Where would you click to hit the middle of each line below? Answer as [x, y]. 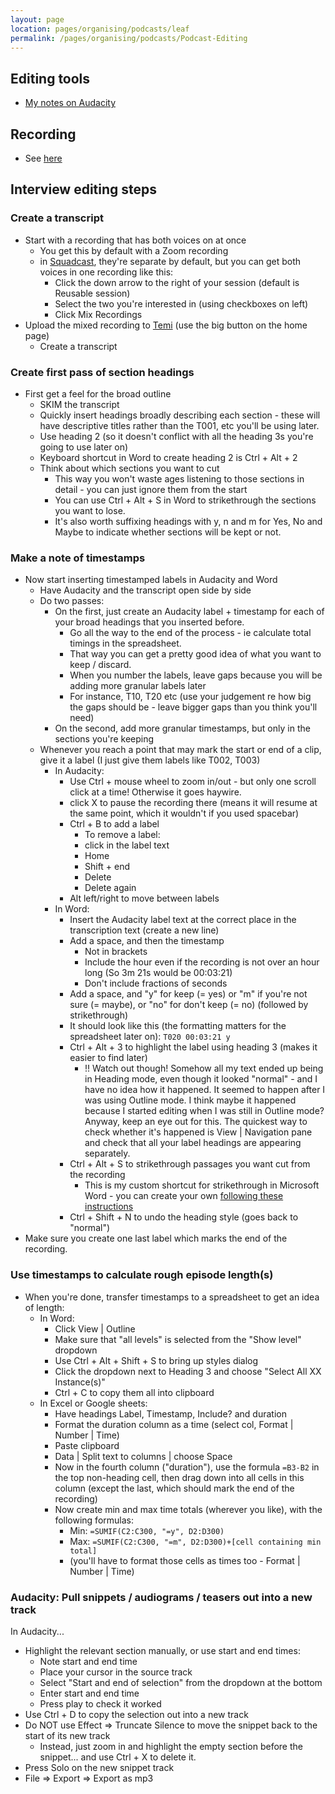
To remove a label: [122, 835]
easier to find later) [108, 1058]
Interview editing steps [84, 189]
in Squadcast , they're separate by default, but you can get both [170, 261]
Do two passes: [72, 601]
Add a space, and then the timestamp [147, 941]
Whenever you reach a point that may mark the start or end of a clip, [180, 750]
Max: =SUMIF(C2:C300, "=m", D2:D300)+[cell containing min [195, 1541]
